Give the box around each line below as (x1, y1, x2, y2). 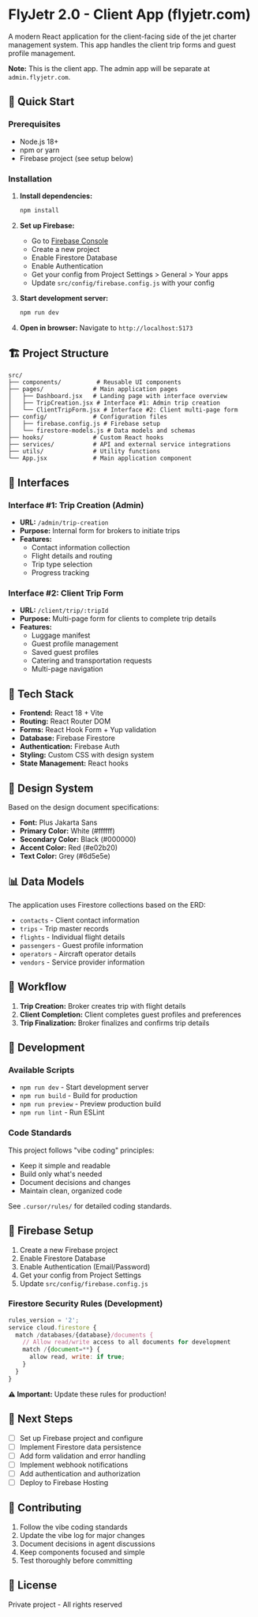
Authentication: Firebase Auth (19, 742, 120, 751)
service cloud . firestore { (8, 1323, 97, 1332)
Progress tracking (31, 568, 90, 577)
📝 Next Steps (8, 1412, 73, 1426)
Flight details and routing (31, 551, 113, 561)
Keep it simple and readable (19, 1160, 110, 1170)
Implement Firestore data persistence (19, 1442, 142, 1451)
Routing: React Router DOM (19, 716, 111, 726)
